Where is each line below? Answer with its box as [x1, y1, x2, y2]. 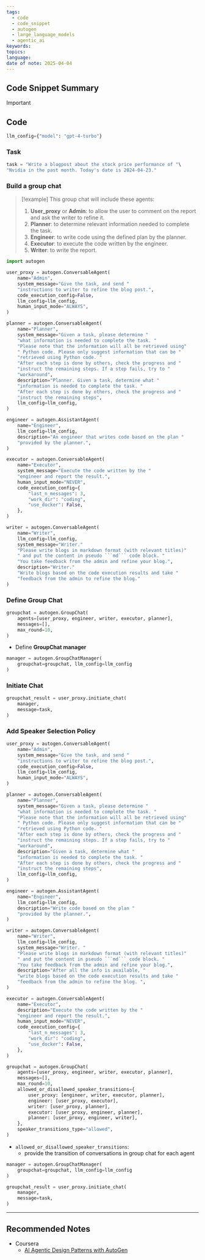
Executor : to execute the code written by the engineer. [30, 240, 168, 247]
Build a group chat [6, 181, 62, 190]
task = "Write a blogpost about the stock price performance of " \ [6, 162, 182, 168]
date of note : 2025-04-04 [6, 60, 72, 66]
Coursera [15, 1240, 39, 1247]
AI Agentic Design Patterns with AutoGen [24, 1246, 128, 1253]
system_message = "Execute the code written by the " [17, 468, 151, 474]
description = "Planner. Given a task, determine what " [17, 377, 160, 383]
